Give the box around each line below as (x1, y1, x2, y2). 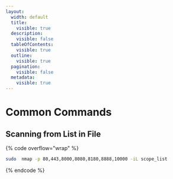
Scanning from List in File (5, 129, 101, 139)
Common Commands (5, 106, 112, 119)
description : (11, 31, 43, 37)
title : (11, 19, 27, 25)
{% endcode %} (5, 167, 45, 174)
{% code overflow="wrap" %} (5, 145, 79, 151)
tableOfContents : (11, 42, 54, 48)
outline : (11, 53, 33, 58)
